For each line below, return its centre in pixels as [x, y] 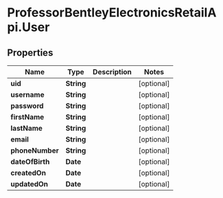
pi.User [28, 27]
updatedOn [30, 184]
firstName [27, 117]
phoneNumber [35, 151]
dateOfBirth [30, 162]
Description [112, 72]
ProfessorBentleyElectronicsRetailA [112, 13]
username [27, 95]
